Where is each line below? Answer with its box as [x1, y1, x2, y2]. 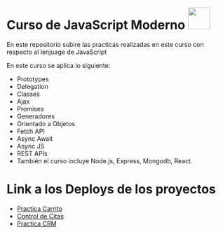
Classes [16, 90, 40, 98]
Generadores [16, 112, 55, 121]
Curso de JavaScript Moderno [6, 18, 186, 33]
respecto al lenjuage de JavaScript [6, 48, 107, 56]
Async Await [16, 134, 53, 143]
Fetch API [16, 127, 45, 135]
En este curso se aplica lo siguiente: [6, 61, 111, 69]
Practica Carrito [16, 204, 62, 213]
